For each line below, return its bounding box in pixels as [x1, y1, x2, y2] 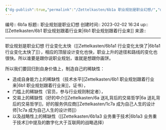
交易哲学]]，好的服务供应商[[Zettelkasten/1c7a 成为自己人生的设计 [21, 101, 156, 107]
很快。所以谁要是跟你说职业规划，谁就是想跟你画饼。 [5, 55, 114, 61]
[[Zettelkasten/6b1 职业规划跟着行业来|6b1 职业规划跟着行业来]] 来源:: [5, 28, 147, 34]
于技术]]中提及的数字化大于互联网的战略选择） [12, 119, 107, 125]
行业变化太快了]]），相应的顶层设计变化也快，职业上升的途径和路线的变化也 [5, 49, 158, 55]
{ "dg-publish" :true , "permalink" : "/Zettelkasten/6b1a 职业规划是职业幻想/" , [5, 7, 158, 12]
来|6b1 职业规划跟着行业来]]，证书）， [12, 82, 88, 88]
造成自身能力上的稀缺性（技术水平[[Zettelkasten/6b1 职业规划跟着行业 [12, 76, 155, 82]
